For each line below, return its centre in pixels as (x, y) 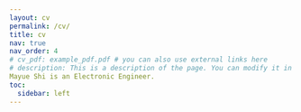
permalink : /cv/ (40, 26)
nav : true (28, 43)
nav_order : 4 (34, 51)
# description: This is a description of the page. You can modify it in (151, 69)
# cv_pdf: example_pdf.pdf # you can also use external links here (139, 60)
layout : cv (30, 18)
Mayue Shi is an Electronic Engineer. (82, 77)
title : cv (28, 34)
